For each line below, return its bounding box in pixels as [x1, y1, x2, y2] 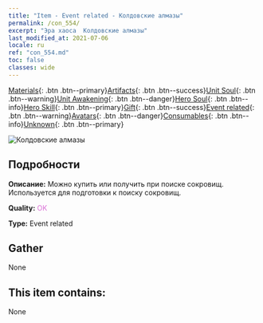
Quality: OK [8, 203, 48, 212]
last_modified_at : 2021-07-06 [8, 33, 109, 42]
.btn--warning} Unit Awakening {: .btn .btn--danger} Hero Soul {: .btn [8, 93, 228, 104]
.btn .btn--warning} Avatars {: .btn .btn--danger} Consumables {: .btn [8, 111, 229, 120]
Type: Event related [8, 219, 73, 228]
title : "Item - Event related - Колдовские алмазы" [8, 11, 183, 20]
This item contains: [8, 286, 106, 299]
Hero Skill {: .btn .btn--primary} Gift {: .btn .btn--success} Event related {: [23, 102, 255, 112]
